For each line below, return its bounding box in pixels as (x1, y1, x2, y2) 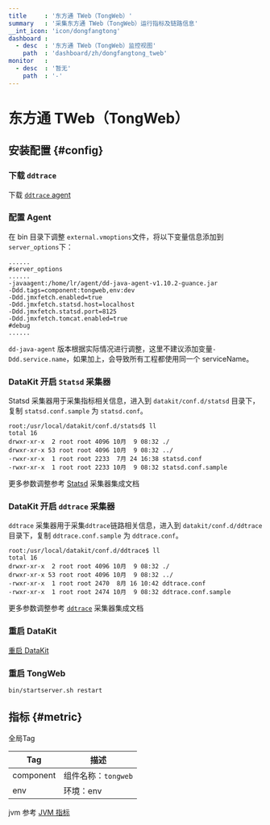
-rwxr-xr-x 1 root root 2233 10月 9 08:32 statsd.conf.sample (8, 463, 228, 472)
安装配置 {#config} (8, 144, 104, 157)
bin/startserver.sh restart (8, 686, 103, 694)
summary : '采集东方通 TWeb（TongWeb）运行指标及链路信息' (8, 19, 199, 27)
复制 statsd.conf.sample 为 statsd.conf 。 (8, 406, 147, 416)
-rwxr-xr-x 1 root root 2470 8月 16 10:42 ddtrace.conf (8, 580, 206, 588)
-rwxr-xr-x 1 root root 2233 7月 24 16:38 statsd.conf (8, 455, 203, 463)
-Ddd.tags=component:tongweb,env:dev (8, 286, 135, 295)
